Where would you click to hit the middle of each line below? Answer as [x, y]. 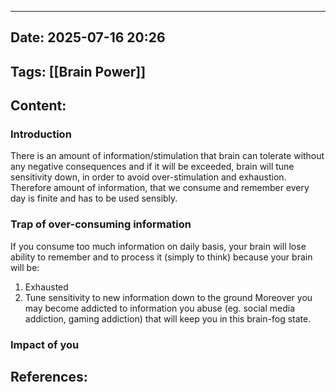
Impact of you [45, 344]
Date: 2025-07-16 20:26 [88, 37]
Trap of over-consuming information [101, 224]
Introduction [41, 134]
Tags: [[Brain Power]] [78, 71]
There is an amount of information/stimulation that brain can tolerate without [167, 156]
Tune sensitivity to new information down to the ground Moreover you [168, 297]
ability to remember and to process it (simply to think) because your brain [161, 257]
